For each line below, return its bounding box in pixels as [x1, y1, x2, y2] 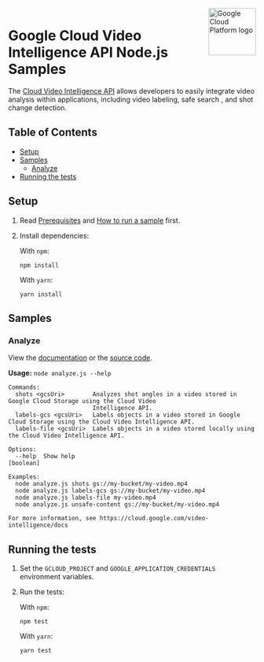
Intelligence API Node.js [8, 43, 169, 61]
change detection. [8, 102, 68, 113]
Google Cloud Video [8, 27, 142, 45]
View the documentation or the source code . [8, 353, 153, 363]
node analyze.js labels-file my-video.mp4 [15, 494, 156, 502]
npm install [19, 261, 59, 269]
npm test [19, 618, 49, 626]
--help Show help [15, 453, 76, 460]
